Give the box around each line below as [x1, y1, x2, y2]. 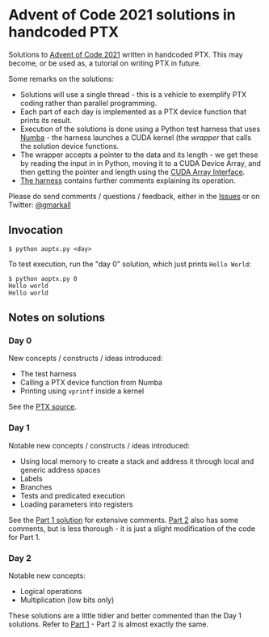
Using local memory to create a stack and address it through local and [19, 456, 254, 466]
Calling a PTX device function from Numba [19, 378, 163, 388]
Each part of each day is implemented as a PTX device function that [19, 107, 246, 117]
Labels [19, 474, 43, 483]
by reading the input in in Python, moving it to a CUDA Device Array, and [19, 158, 261, 168]
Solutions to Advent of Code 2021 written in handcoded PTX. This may [8, 49, 244, 59]
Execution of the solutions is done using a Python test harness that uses [19, 124, 261, 134]
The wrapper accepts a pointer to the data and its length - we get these [19, 150, 258, 159]
